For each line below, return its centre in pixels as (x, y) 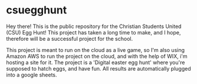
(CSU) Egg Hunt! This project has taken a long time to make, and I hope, (93, 32)
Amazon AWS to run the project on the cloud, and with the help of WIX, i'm (97, 56)
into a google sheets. (32, 75)
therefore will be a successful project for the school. (70, 38)
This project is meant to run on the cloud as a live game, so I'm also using (95, 50)
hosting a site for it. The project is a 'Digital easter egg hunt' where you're (96, 62)
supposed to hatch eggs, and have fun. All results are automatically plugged (98, 68)
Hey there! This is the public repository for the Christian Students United (94, 26)
